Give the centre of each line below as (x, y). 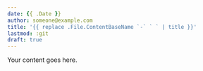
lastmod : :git (28, 33)
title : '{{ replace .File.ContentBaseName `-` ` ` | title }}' (102, 27)
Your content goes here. (42, 60)
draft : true (25, 40)
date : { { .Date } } (34, 14)
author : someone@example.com (50, 20)
